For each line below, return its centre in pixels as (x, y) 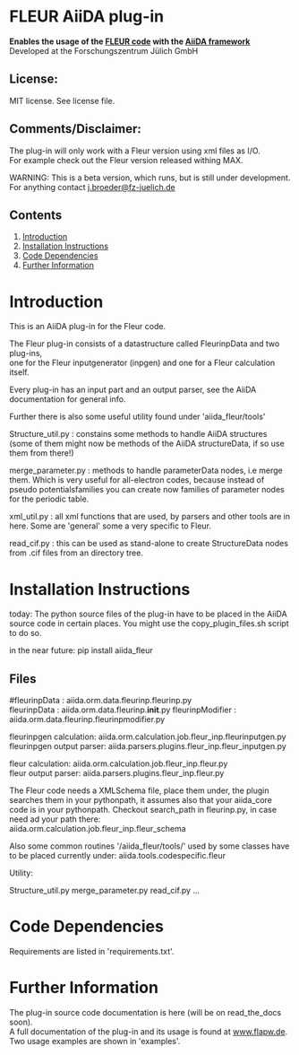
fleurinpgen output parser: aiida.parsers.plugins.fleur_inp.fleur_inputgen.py (148, 746)
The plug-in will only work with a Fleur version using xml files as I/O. (135, 151)
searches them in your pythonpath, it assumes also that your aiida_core (141, 800)
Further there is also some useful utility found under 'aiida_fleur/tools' (137, 417)
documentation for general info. (68, 399)
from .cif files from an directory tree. (76, 553)
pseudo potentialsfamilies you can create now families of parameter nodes (147, 490)
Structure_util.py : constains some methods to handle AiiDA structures (138, 434)
